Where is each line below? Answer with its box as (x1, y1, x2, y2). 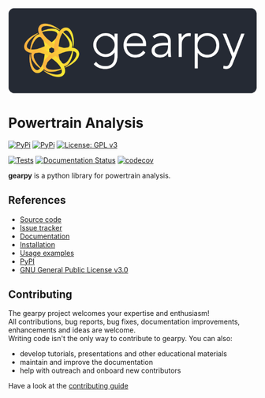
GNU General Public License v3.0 (19, 265, 129, 274)
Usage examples (19, 248, 75, 257)
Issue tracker (19, 223, 63, 232)
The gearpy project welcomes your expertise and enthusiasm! (8, 309, 210, 318)
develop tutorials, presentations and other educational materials (19, 349, 227, 359)
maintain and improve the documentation (19, 358, 154, 367)
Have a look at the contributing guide (8, 381, 129, 391)
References (8, 193, 66, 207)
